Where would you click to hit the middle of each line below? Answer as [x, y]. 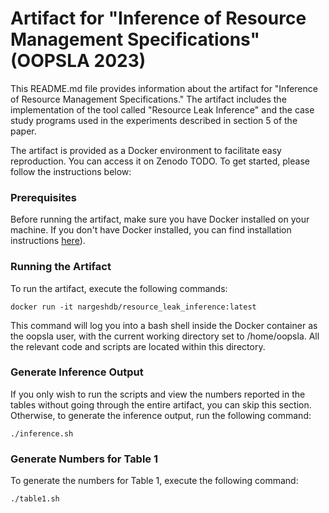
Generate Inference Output [77, 372]
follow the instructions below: [71, 171]
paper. [23, 131]
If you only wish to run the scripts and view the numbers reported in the [158, 394]
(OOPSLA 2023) [78, 61]
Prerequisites [43, 197]
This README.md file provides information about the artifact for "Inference [164, 88]
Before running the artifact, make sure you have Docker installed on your [160, 219]
